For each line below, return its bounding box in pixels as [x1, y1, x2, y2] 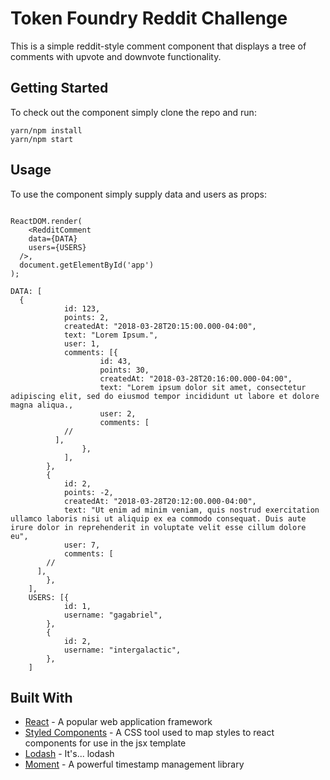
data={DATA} [28, 233, 78, 244]
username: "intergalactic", [63, 645, 182, 655]
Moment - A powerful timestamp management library [24, 758, 245, 771]
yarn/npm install [10, 125, 83, 136]
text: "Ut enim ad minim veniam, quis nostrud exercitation [63, 505, 320, 515]
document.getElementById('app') [19, 260, 155, 270]
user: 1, [63, 338, 101, 349]
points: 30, [99, 365, 150, 375]
